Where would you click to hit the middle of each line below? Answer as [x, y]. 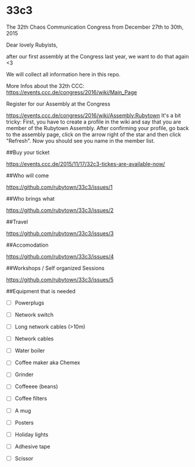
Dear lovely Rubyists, [32, 45]
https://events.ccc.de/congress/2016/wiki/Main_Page [72, 92]
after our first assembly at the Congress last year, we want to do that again [97, 56]
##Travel [17, 222]
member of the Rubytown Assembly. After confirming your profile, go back [97, 128]
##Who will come [28, 175]
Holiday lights [32, 434]
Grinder [24, 374]
